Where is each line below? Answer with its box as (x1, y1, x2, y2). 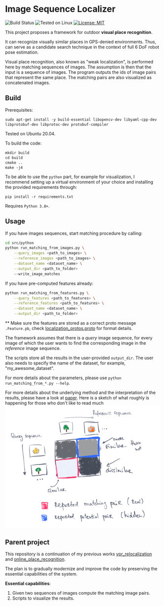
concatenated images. (5, 80, 51, 86)
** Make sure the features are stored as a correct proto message (5, 320, 137, 326)
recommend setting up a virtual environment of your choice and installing (5, 179, 154, 185)
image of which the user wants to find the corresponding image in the (5, 340, 146, 346)
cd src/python (5, 240, 34, 245)
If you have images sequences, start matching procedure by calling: (5, 230, 142, 236)
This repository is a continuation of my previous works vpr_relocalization (5, 551, 152, 557)
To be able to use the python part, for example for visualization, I (5, 174, 135, 180)
